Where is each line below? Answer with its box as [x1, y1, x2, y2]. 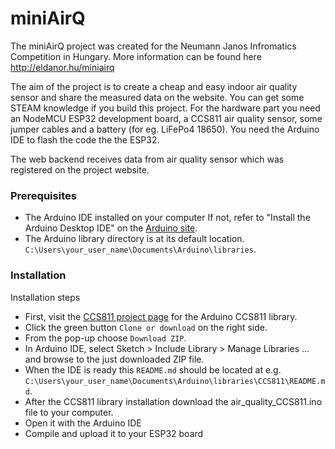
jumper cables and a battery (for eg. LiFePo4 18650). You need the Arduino [10, 123, 320, 135]
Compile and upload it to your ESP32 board [24, 427, 204, 439]
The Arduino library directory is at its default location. [24, 233, 245, 245]
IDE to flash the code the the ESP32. [10, 133, 160, 146]
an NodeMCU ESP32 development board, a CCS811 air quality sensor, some [10, 112, 323, 124]
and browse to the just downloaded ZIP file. [24, 353, 205, 365]
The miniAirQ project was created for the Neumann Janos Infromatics [10, 40, 297, 52]
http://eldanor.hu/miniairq [10, 61, 115, 73]
